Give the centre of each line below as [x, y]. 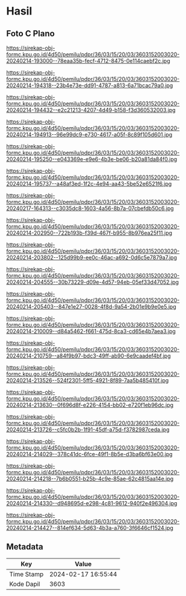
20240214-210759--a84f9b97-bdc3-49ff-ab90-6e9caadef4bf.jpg [88, 356]
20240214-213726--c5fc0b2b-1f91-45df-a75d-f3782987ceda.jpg [88, 430]
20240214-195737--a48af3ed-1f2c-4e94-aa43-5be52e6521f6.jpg [89, 184]
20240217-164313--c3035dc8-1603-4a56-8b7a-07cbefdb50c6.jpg [90, 208]
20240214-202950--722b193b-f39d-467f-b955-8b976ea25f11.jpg [89, 233]
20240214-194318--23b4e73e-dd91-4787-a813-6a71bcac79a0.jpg [90, 85]
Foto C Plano [30, 34]
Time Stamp [27, 574]
